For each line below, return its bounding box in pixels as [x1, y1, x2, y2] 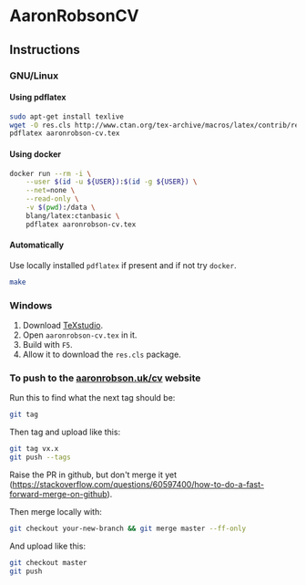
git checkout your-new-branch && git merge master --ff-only [9, 524, 247, 533]
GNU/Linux [9, 69, 59, 82]
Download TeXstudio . [22, 320, 103, 331]
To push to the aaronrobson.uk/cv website [9, 371, 201, 384]
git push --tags [9, 453, 71, 462]
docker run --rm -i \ [9, 169, 92, 178]
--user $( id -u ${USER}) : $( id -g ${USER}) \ [25, 177, 198, 187]
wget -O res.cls [9, 120, 71, 130]
